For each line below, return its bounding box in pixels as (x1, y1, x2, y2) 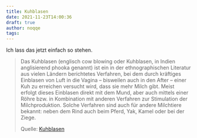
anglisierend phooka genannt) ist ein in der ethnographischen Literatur (20, 64, 191, 71)
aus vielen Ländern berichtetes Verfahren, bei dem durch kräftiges (20, 70, 182, 78)
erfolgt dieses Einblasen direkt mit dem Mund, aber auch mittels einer (20, 89, 189, 96)
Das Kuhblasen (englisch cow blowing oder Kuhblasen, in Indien (20, 58, 176, 65)
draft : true (6, 19, 35, 25)
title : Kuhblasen (6, 8, 49, 15)
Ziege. (20, 114, 36, 121)
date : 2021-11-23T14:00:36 (6, 14, 72, 20)
